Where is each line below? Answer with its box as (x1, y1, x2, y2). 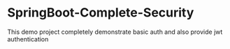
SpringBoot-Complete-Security (7, 5, 194, 21)
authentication (7, 35, 49, 43)
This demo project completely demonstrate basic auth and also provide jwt (7, 28, 223, 36)
